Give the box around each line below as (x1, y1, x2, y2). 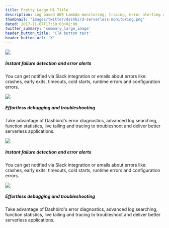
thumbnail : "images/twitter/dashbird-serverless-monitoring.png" (5, 17, 145, 22)
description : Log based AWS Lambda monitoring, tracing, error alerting (5, 12, 161, 17)
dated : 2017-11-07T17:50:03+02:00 (5, 21, 78, 27)
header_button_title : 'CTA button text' (5, 31, 92, 36)
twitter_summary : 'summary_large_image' (5, 26, 92, 31)
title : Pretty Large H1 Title (5, 7, 69, 13)
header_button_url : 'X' (5, 36, 55, 41)
